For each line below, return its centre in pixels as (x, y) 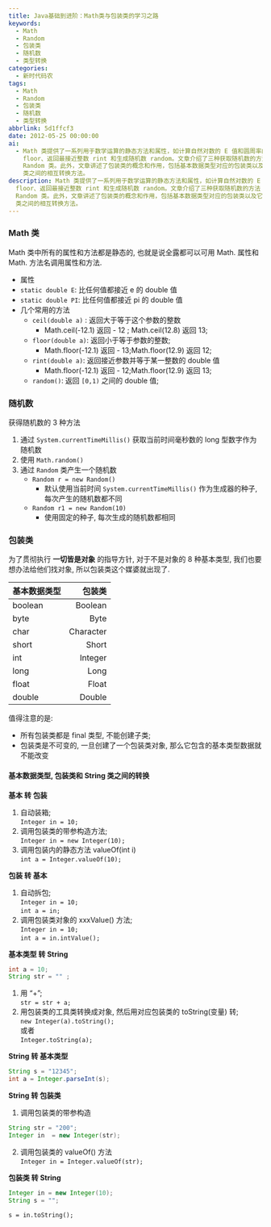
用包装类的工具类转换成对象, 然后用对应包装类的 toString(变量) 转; (129, 1012)
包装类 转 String (35, 1177)
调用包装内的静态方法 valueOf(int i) (78, 849)
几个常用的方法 (45, 310)
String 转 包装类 (35, 1095)
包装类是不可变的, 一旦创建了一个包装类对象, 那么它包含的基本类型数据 (137, 745)
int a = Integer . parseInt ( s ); (59, 1079)
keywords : (25, 23)
